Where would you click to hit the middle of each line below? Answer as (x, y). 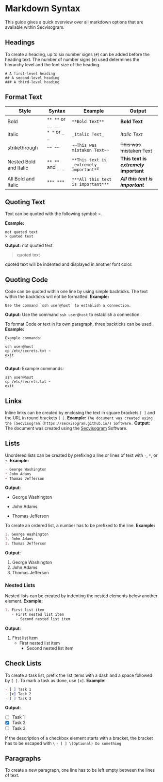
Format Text (24, 97)
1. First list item (25, 610)
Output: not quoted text (29, 245)
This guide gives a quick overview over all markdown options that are (74, 22)
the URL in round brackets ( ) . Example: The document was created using (79, 418)
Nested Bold (22, 161)
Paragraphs (23, 758)
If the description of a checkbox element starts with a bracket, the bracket (79, 738)
